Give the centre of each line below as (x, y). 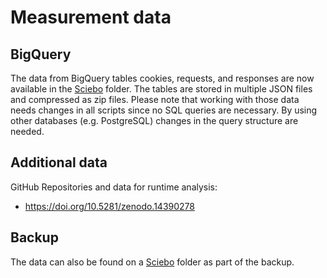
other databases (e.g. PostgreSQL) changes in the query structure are (154, 120)
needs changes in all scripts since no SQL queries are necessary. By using (164, 110)
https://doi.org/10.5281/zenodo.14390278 (109, 206)
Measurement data (91, 17)
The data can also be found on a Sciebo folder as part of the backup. (152, 262)
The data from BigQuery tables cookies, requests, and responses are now (162, 78)
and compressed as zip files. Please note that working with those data (155, 99)
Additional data (59, 162)
